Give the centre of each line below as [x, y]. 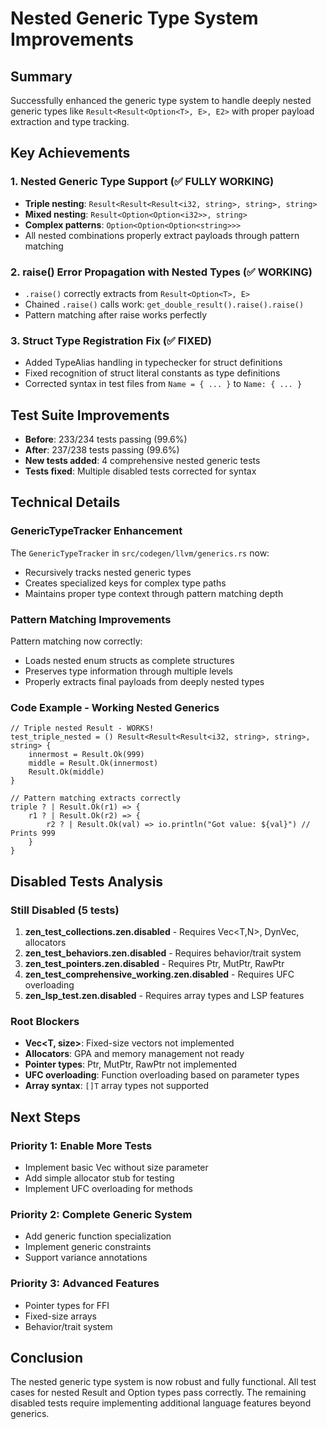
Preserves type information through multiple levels [128, 671]
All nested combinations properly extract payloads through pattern [162, 235]
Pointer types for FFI [67, 1305]
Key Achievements [70, 153]
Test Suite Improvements [90, 415]
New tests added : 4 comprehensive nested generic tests [142, 461]
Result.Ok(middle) [66, 772]
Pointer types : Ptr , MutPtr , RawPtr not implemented [131, 1064]
